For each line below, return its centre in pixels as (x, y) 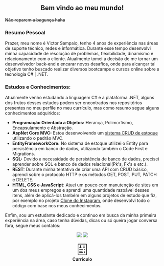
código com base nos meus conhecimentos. (57, 206)
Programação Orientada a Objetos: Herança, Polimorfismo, (72, 123)
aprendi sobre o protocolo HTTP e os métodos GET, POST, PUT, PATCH (84, 175)
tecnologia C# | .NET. (27, 74)
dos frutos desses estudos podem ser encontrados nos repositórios (74, 103)
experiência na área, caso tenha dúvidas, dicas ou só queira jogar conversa (81, 221)
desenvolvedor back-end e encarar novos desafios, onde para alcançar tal (80, 64)
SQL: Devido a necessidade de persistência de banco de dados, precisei (85, 159)
